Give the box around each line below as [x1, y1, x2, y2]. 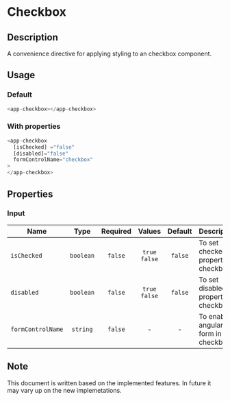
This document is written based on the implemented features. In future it [7, 378, 212, 387]
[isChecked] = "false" [13, 143, 75, 151]
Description [7, 32, 58, 43]
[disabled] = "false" [13, 150, 69, 157]
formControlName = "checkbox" [13, 156, 94, 163]
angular [198, 320, 224, 330]
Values [138, 226, 162, 236]
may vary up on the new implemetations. [7, 386, 122, 394]
